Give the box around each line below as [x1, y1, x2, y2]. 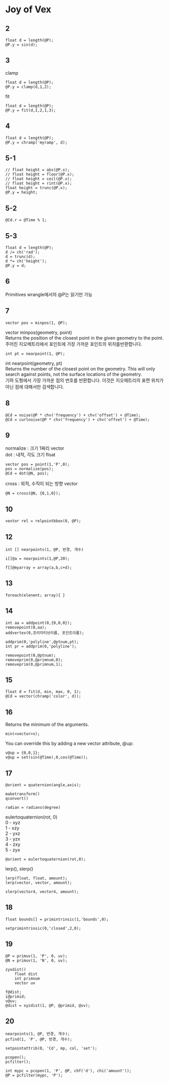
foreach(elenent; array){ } [5, 593, 66, 598]
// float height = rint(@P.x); [5, 181, 72, 186]
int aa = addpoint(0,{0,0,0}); [5, 620, 72, 626]
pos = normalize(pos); [5, 467, 54, 472]
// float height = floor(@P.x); [5, 172, 74, 177]
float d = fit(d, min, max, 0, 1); [5, 689, 81, 695]
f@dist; [5, 989, 22, 995]
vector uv [14, 980, 36, 986]
